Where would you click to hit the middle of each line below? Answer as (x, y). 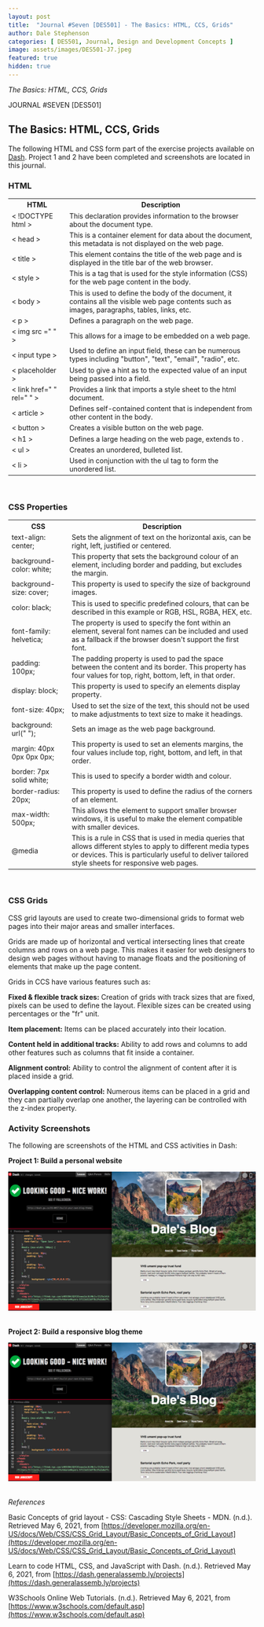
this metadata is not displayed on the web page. (147, 243)
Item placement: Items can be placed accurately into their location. (117, 1029)
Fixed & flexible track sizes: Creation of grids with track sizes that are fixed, (132, 997)
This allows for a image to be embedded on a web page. (160, 336)
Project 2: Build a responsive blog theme (75, 1331)
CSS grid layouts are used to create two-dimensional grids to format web (126, 918)
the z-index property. (42, 1107)
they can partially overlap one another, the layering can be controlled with (128, 1100)
